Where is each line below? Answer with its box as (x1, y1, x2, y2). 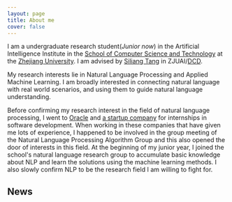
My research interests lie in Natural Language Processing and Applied (7, 70, 208, 79)
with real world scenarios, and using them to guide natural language (7, 85, 203, 94)
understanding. (7, 93, 51, 101)
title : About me (7, 17, 55, 24)
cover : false (7, 23, 45, 30)
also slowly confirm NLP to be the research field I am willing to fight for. (7, 165, 213, 174)
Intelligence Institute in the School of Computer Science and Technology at (7, 49, 223, 58)
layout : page (7, 10, 45, 17)
